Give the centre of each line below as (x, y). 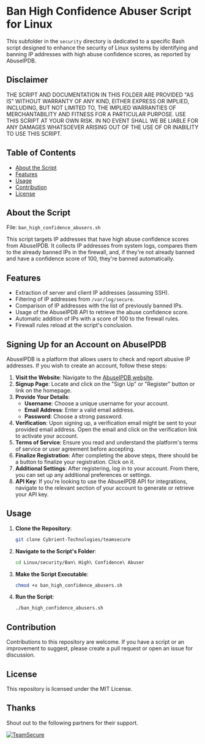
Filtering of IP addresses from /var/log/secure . (75, 299)
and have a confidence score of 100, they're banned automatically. (90, 259)
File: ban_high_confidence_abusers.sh (54, 227)
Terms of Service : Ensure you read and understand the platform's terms (106, 442)
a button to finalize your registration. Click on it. (75, 462)
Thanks (21, 708)
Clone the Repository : (43, 528)
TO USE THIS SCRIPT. (34, 133)
